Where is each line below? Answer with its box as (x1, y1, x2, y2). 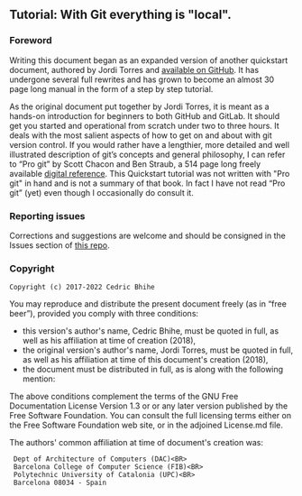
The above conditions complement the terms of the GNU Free (9, 391, 239, 402)
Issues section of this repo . (9, 239, 110, 251)
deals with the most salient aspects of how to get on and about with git (9, 130, 272, 141)
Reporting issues (9, 209, 86, 222)
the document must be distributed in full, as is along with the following (22, 364, 284, 375)
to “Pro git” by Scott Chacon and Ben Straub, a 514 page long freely (9, 158, 261, 170)
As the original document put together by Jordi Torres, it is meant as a (9, 101, 270, 112)
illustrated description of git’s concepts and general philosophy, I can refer (9, 149, 286, 160)
